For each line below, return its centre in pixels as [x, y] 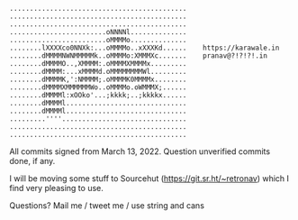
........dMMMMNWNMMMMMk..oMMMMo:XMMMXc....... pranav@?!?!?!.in [139, 56]
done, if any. [32, 161]
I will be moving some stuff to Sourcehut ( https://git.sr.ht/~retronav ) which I [149, 179]
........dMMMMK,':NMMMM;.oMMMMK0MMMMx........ [98, 79]
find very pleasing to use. [56, 188]
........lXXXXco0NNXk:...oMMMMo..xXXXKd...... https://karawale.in [144, 48]
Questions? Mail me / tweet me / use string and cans [107, 206]
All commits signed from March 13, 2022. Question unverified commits [140, 151]
